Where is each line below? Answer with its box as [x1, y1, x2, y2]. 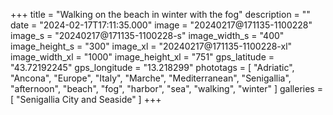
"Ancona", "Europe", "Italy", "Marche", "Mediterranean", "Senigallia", [10, 72, 292, 84]
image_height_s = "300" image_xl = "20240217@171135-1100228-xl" [10, 40, 293, 52]
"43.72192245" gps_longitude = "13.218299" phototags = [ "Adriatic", [10, 62, 295, 73]
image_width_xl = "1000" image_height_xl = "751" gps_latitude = [10, 51, 275, 63]
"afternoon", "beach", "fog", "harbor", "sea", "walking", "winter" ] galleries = [10, 83, 323, 94]
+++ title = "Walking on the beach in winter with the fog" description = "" [10, 9, 311, 20]
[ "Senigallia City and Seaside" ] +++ [10, 94, 162, 105]
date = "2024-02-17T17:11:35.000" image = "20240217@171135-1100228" [10, 19, 313, 31]
